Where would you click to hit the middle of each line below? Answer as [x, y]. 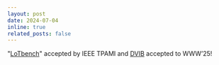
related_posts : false [39, 34]
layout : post [27, 14]
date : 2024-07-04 [33, 20]
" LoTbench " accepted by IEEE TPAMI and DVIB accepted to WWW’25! [110, 54]
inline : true [27, 27]
